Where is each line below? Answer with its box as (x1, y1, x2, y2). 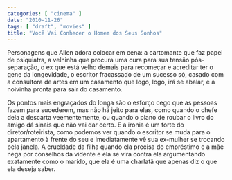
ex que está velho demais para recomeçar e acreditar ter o (46, 63, 213, 71)
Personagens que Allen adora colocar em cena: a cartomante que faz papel (7, 48, 223, 57)
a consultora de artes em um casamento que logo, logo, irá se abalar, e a (7, 78, 215, 87)
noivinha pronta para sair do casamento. (7, 85, 123, 93)
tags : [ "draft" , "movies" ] (7, 23, 91, 30)
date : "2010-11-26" (7, 17, 64, 24)
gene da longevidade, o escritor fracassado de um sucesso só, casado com (7, 71, 224, 79)
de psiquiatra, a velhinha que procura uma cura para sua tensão (7, 56, 190, 64)
